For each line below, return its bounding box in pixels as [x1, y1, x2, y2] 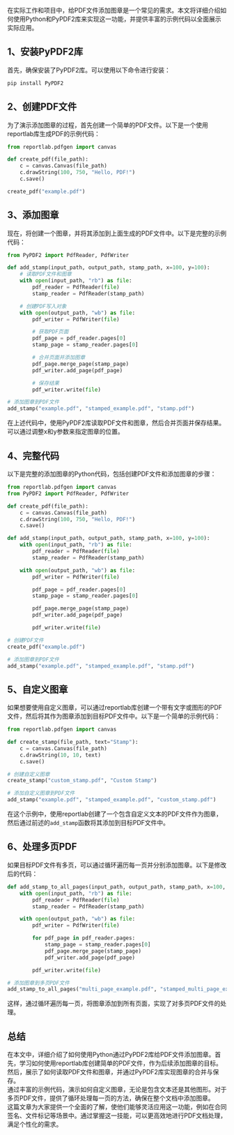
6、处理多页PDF [7, 841, 77, 853]
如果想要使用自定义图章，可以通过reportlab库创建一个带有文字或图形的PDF [7, 703, 223, 712]
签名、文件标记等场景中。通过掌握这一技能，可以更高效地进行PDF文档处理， [7, 1111, 227, 1120]
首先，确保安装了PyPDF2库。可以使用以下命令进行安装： [7, 66, 171, 74]
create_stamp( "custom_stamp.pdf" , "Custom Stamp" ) [7, 777, 157, 784]
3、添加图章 [7, 209, 59, 221]
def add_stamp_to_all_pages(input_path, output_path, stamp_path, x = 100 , [7, 883, 226, 891]
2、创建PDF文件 [7, 101, 77, 113]
